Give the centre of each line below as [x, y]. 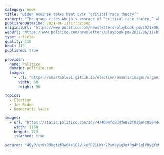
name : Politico [25, 64]
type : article [20, 37]
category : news [20, 10]
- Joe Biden [22, 105]
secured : [14, 145]
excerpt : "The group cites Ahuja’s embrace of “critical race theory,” [79, 19]
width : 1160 [26, 127]
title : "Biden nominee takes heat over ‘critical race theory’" [72, 14]
